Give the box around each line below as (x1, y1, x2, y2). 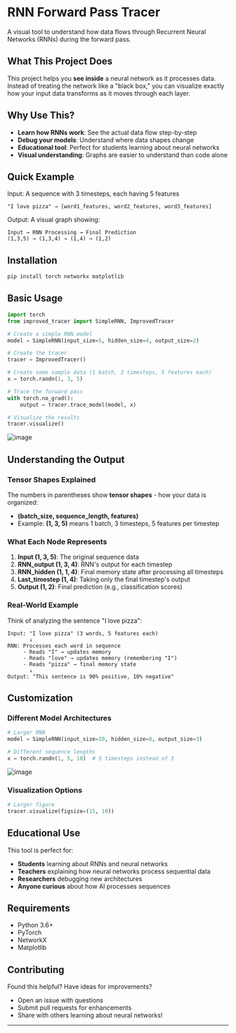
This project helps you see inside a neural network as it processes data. (7, 74, 216, 82)
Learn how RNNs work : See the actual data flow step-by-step (17, 128, 197, 137)
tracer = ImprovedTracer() (7, 356, 86, 363)
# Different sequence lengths (7, 748, 96, 755)
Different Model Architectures (7, 713, 112, 723)
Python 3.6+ (17, 921, 54, 930)
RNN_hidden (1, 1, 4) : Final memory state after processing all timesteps (17, 568, 223, 576)
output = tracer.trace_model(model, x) (20, 401, 137, 408)
